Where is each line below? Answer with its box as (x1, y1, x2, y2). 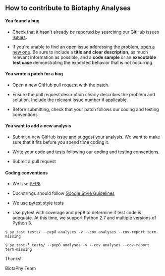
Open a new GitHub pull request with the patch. (12, 82, 110, 88)
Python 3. (12, 220, 32, 226)
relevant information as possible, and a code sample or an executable (12, 54, 156, 60)
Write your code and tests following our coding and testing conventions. (12, 149, 160, 155)
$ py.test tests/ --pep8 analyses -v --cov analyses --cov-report (5, 230, 145, 235)
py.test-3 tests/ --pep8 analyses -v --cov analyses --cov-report (9, 243, 150, 248)
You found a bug (5, 17, 40, 24)
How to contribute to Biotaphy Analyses (5, 4, 131, 12)
